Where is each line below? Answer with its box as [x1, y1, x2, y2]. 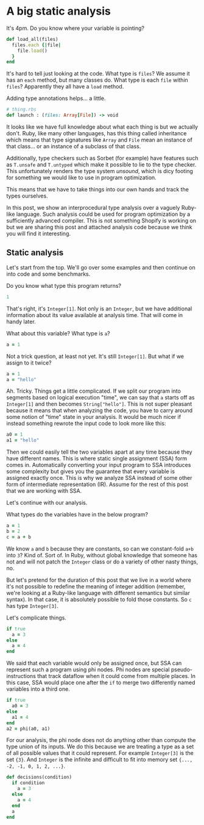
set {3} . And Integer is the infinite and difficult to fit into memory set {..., [6, 756, 193, 763]
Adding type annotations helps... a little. [6, 95, 106, 102]
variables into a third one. [6, 685, 70, 693]
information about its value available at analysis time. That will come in [6, 311, 183, 318]
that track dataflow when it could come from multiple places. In [37, 673, 196, 680]
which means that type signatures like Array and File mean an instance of [6, 136, 193, 144]
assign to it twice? [6, 359, 52, 366]
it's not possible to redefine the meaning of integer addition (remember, [6, 582, 186, 590]
